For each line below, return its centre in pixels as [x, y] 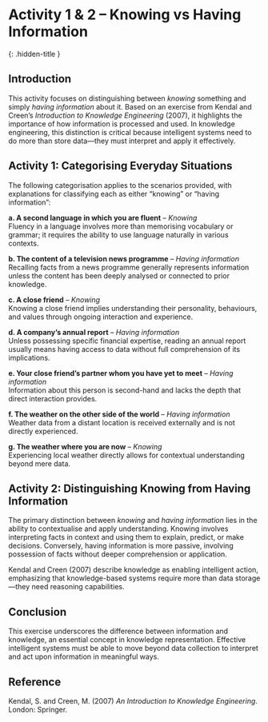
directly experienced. [43, 431]
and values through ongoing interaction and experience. [101, 317]
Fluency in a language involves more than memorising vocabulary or [121, 226]
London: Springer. [38, 710]
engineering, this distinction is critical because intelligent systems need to [130, 132]
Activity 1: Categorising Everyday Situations [120, 166]
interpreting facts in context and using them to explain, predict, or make [126, 537]
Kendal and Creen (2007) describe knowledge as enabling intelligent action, [133, 570]
